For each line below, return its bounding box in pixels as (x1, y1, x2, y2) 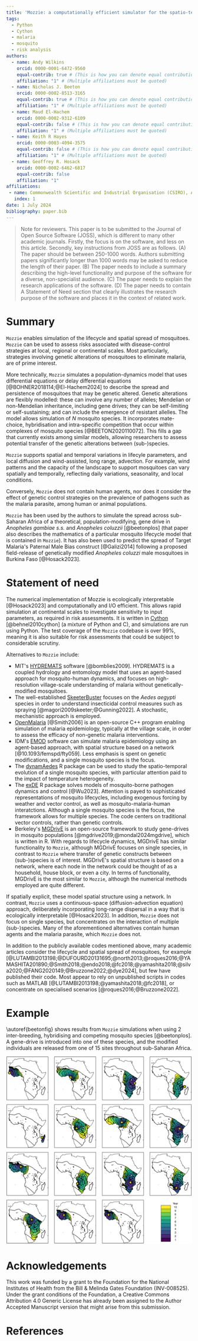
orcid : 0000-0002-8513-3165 (16, 90, 85, 97)
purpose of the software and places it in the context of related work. (20, 294, 187, 301)
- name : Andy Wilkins (11, 59, 65, 65)
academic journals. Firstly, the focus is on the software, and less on (20, 238, 184, 245)
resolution (14, 681, 39, 688)
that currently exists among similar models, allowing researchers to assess (6, 433, 187, 440)
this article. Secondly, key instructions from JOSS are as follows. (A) (20, 244, 186, 251)
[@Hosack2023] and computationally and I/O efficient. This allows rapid (6, 602, 181, 609)
